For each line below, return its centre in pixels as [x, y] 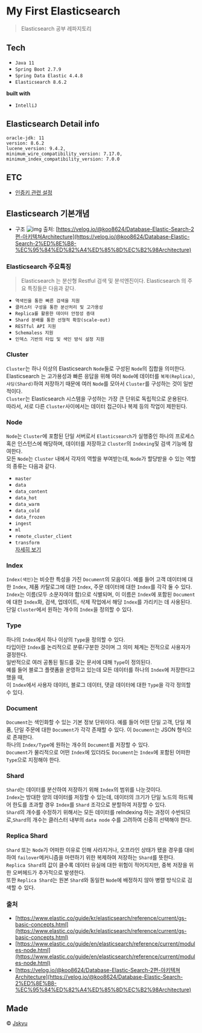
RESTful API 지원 [35, 327]
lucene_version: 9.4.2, [36, 148]
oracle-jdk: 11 [25, 138]
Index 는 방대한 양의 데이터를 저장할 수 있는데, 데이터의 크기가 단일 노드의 [92, 797]
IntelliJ [26, 106]
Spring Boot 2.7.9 [38, 69]
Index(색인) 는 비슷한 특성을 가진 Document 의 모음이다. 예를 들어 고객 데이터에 [96, 580]
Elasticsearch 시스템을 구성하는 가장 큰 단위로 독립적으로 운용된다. [110, 399]
